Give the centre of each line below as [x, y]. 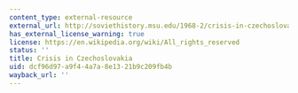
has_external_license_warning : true [77, 34]
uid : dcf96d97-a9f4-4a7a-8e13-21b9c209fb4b [91, 67]
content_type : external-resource [71, 17]
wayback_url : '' [39, 75]
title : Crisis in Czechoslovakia [71, 58]
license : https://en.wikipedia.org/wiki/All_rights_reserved [125, 42]
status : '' [29, 50]
